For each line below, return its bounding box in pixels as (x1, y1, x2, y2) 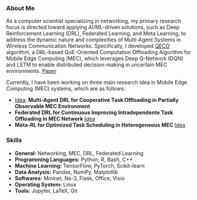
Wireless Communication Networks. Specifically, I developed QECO (6, 42, 170, 49)
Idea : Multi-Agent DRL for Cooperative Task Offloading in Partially (14, 96, 179, 104)
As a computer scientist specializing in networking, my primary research (6, 18, 181, 25)
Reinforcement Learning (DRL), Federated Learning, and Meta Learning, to (6, 30, 186, 37)
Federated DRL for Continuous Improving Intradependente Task (14, 109, 173, 116)
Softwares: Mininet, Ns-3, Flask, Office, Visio (14, 175, 125, 182)
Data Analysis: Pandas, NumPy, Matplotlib (14, 168, 118, 175)
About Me (6, 4, 35, 12)
